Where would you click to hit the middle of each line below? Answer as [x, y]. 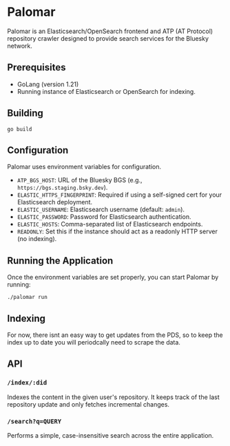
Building [25, 114]
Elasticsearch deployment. [55, 202]
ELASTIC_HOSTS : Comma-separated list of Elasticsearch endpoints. [110, 224]
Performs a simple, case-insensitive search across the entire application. [111, 435]
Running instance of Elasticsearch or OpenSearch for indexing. [106, 91]
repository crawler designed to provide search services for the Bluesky [108, 38]
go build [20, 129]
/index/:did [27, 383]
